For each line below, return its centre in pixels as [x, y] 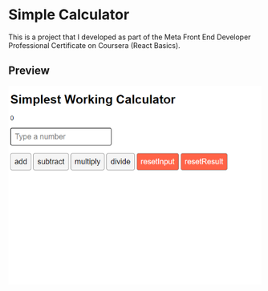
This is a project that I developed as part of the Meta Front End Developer [130, 37]
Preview [29, 71]
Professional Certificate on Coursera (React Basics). [94, 45]
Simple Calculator [69, 15]
